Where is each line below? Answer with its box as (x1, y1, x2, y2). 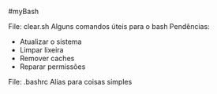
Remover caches (19, 54, 75, 63)
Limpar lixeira (19, 45, 64, 54)
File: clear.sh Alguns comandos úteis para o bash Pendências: (8, 22, 211, 31)
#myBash (8, 7, 39, 16)
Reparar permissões (19, 62, 86, 71)
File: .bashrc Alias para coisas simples (8, 78, 133, 86)
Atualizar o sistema (19, 37, 82, 46)
